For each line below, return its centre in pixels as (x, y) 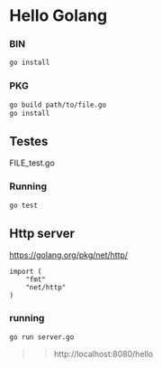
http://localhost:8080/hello (103, 354)
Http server (42, 233)
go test (24, 205)
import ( (26, 272)
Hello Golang (58, 16)
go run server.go (42, 337)
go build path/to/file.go (58, 105)
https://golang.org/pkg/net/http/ (69, 255)
